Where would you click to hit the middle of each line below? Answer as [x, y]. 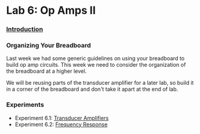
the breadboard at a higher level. [46, 71]
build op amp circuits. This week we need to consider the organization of [96, 65]
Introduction [25, 29]
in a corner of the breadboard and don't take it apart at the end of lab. [92, 89]
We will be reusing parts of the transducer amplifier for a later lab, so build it [100, 83]
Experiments [25, 105]
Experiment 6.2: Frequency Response [61, 124]
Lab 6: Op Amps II [51, 11]
